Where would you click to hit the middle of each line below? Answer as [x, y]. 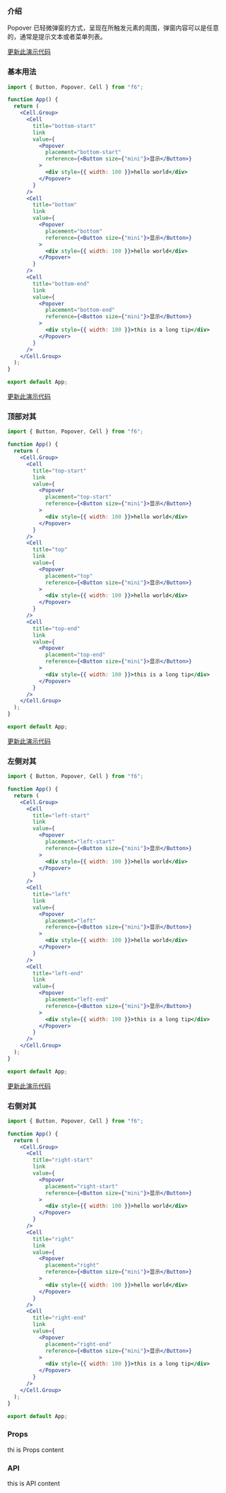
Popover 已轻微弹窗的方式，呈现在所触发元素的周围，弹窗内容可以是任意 [113, 28]
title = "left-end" [58, 973]
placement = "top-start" [78, 497]
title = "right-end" [60, 1318]
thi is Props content [36, 1450]
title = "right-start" [63, 1160]
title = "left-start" [61, 815]
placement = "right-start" [82, 1186]
